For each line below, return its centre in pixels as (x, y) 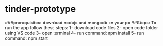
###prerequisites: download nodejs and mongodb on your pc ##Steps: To (81, 23)
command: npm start (27, 38)
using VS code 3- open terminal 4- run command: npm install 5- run (75, 33)
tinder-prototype (40, 9)
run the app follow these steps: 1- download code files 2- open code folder (81, 27)
